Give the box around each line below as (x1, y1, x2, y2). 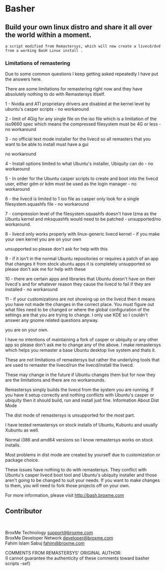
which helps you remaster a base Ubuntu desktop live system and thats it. (5, 347, 156, 353)
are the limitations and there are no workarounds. (5, 377, 106, 383)
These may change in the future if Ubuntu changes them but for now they (5, 372, 156, 378)
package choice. (5, 457, 40, 463)
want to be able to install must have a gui (5, 142, 89, 147)
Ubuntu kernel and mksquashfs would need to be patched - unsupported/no (5, 216, 161, 222)
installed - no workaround (5, 286, 58, 292)
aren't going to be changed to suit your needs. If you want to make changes (5, 477, 160, 483)
